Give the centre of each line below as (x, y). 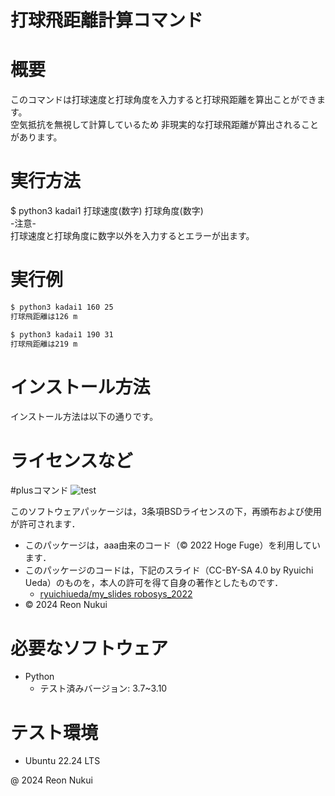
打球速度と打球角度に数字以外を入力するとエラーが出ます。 (132, 236)
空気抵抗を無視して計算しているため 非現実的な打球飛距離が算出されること (165, 125)
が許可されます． (45, 524)
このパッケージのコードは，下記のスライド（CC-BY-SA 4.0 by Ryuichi (169, 570)
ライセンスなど (71, 460)
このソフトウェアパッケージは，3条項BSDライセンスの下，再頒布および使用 (166, 512)
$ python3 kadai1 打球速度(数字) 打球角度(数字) (107, 211)
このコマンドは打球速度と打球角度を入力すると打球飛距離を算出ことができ (163, 100)
